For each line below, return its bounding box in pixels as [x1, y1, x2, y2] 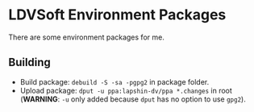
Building [8, 56, 51, 69]
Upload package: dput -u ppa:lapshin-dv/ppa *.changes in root [19, 85, 232, 95]
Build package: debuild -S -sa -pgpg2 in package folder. [19, 77, 210, 86]
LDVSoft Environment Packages [8, 6, 227, 24]
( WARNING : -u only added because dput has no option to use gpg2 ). [19, 94, 246, 104]
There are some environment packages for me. [8, 32, 165, 42]
